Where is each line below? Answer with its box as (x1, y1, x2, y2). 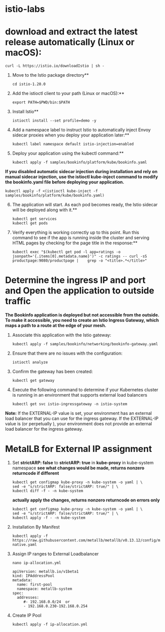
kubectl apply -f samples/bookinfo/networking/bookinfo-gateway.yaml (12, 342, 159, 347)
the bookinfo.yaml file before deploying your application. (5, 179, 125, 185)
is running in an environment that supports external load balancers (12, 392, 148, 398)
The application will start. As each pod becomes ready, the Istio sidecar (12, 202, 158, 208)
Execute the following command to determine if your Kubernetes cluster (12, 387, 159, 393)
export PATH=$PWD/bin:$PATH (12, 100, 70, 105)
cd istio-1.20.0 (12, 82, 46, 87)
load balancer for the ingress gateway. (5, 426, 83, 432)
